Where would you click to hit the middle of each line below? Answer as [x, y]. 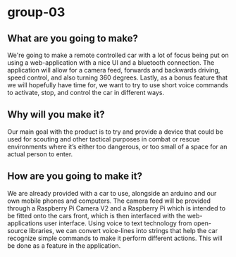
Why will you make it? [56, 114]
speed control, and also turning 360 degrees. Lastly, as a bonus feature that [117, 77]
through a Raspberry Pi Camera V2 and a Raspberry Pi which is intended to [117, 208]
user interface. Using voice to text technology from [118, 223]
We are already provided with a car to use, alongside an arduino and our [112, 193]
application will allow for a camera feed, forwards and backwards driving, [114, 70]
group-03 [36, 12]
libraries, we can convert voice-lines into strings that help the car [124, 230]
